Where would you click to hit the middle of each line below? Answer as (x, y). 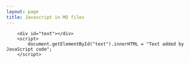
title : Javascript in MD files (45, 17)
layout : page (23, 12)
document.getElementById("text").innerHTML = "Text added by (106, 44)
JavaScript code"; (29, 49)
